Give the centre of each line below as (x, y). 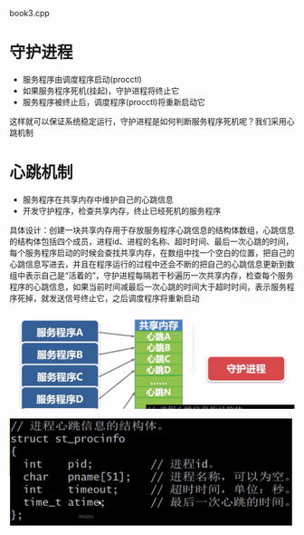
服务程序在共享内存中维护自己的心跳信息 (98, 199)
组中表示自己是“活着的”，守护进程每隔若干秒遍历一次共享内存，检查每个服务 (152, 275)
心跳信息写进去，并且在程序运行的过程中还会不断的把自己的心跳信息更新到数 (152, 264)
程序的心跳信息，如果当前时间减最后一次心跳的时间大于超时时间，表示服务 (148, 287)
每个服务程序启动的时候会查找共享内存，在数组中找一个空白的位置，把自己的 (152, 252)
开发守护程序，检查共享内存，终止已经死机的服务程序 (122, 210)
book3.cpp (29, 13)
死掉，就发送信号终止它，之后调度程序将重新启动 (108, 297)
